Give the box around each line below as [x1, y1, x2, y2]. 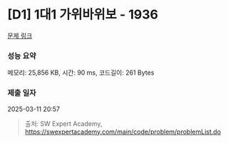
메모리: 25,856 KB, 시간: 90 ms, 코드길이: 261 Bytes [7, 68, 155, 77]
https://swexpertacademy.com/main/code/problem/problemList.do [24, 127, 222, 136]
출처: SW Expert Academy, [24, 119, 103, 128]
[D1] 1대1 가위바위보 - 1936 [7, 6, 159, 23]
